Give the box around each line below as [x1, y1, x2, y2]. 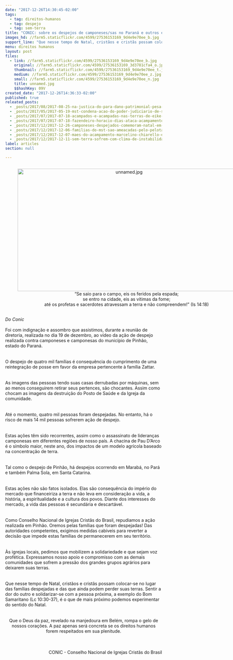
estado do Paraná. [5, 343, 43, 349]
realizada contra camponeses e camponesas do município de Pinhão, [5, 337, 148, 343]
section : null [5, 146, 35, 151]
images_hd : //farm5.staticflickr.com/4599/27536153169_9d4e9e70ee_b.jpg [5, 35, 159, 40]
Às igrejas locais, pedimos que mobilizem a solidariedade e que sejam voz [5, 549, 158, 555]
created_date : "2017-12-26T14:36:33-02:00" [5, 91, 97, 95]
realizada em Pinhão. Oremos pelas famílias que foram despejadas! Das [5, 522, 152, 528]
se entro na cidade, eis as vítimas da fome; [83, 296, 171, 302]
